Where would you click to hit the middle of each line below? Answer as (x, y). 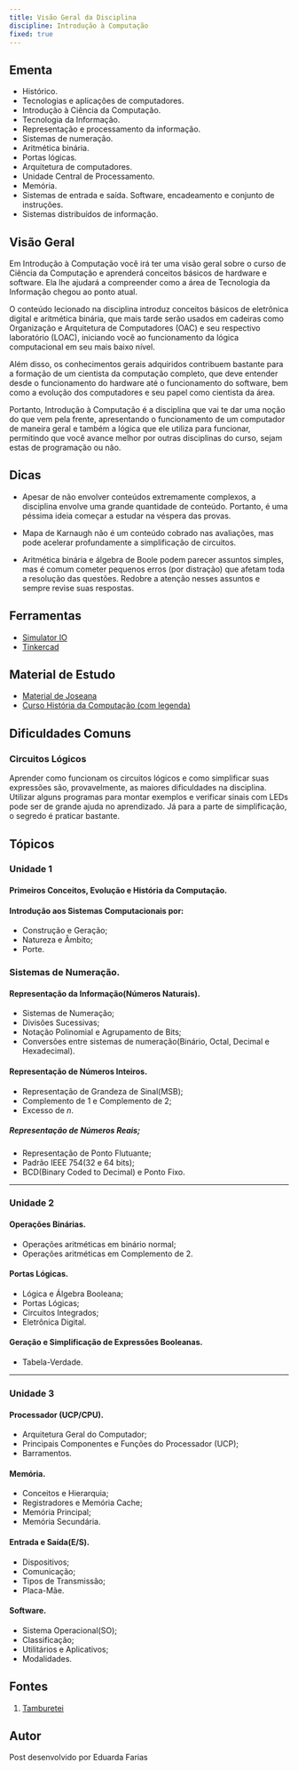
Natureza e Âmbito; (57, 940)
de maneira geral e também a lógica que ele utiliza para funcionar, (130, 429)
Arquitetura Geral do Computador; (84, 1434)
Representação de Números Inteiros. (78, 1071)
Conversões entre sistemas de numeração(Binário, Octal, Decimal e (146, 1042)
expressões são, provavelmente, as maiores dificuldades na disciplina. (138, 788)
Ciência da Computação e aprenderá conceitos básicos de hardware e (138, 273)
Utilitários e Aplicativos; (65, 1649)
